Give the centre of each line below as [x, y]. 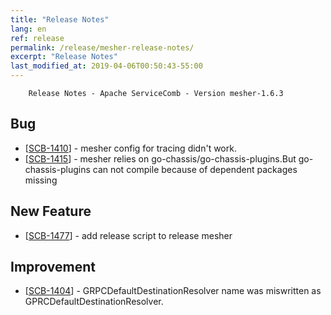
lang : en [28, 29]
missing [41, 180]
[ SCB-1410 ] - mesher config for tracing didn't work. [130, 148]
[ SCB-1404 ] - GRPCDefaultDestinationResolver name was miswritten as [173, 291]
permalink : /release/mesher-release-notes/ [102, 47]
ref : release [37, 38]
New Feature [51, 211]
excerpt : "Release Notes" [64, 57]
